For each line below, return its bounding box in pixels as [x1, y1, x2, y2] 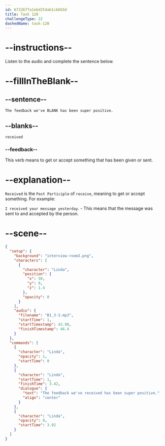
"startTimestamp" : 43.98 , [18, 322, 71, 327]
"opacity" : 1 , [18, 354, 48, 359]
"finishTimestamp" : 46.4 [18, 326, 69, 331]
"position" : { [23, 272, 52, 277]
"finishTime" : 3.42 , [18, 382, 61, 386]
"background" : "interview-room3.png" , [14, 253, 94, 258]
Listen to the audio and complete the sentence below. [5, 59, 114, 64]
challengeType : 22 [5, 16, 43, 21]
